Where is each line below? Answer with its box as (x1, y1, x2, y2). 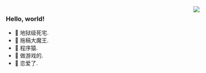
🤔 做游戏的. (14, 52, 44, 60)
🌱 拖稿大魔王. (14, 36, 49, 44)
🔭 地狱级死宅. (14, 29, 49, 36)
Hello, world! (6, 15, 45, 23)
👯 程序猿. (14, 44, 38, 52)
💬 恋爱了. (14, 60, 38, 67)
